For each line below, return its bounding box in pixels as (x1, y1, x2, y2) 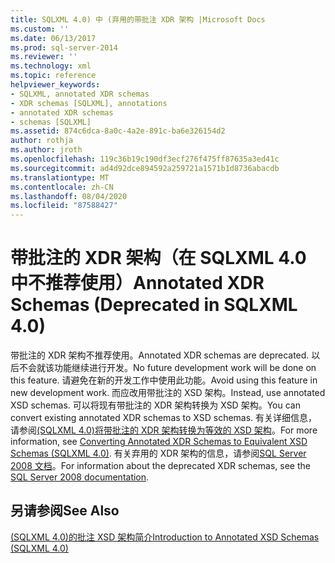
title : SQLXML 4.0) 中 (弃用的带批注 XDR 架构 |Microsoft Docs (10, 14, 266, 25)
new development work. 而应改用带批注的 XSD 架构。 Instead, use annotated (10, 387, 326, 399)
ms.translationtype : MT (10, 172, 110, 183)
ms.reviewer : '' (10, 52, 78, 62)
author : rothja (10, 136, 74, 146)
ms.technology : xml (10, 61, 92, 71)
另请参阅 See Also (10, 502, 120, 520)
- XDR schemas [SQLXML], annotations (10, 98, 168, 108)
